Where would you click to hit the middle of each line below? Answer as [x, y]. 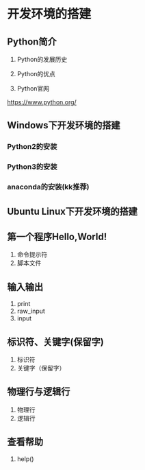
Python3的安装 [32, 167]
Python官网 [33, 89]
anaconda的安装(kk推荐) [48, 187]
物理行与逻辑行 [39, 392]
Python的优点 [36, 74]
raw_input [31, 311]
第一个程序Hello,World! [57, 236]
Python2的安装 [32, 147]
